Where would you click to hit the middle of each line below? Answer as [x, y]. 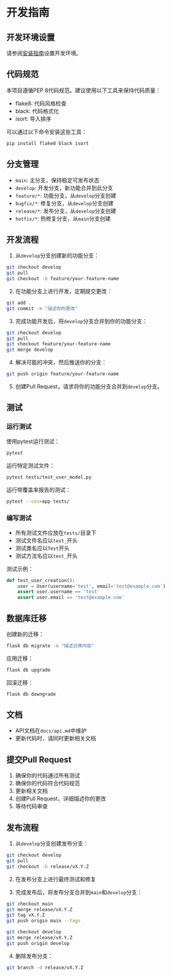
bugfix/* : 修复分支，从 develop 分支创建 [64, 203]
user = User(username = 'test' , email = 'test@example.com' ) [92, 586]
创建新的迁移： [25, 634]
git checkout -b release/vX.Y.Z [47, 866]
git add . [19, 303]
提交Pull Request [39, 759]
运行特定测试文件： [31, 465]
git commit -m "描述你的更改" [42, 308]
